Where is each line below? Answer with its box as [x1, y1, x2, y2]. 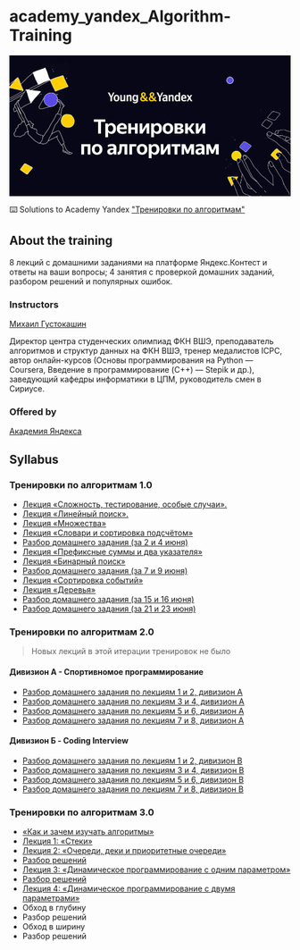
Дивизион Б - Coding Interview [9, 736, 129, 746]
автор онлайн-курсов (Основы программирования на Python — [9, 355, 254, 366]
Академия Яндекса [9, 426, 82, 437]
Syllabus [9, 451, 60, 467]
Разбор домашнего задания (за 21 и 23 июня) [21, 603, 196, 614]
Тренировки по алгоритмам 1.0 [9, 478, 154, 491]
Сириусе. [9, 383, 45, 394]
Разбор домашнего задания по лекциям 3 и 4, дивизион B [21, 764, 245, 775]
